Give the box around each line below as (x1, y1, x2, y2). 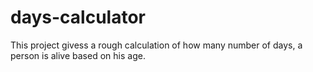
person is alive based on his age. (10, 49, 146, 61)
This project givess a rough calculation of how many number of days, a (10, 39, 303, 51)
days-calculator (10, 6, 146, 29)
